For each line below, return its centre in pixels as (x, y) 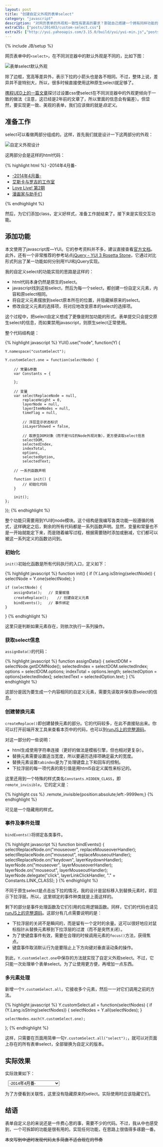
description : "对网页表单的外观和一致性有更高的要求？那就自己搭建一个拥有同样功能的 (82, 23)
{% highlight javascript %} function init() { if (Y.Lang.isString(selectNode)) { (80, 573)
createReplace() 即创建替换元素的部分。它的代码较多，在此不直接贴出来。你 (81, 723)
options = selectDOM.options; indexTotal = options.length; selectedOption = (81, 672)
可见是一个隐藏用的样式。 (31, 809)
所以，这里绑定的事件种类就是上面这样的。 (73, 897)
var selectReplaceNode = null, (45, 396)
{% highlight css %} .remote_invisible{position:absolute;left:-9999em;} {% (79, 794)
